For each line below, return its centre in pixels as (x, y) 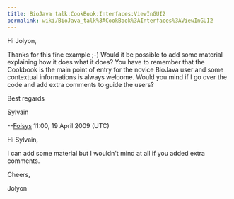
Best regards (26, 98)
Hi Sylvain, (23, 140)
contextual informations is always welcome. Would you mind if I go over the (117, 77)
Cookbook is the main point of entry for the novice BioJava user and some (116, 69)
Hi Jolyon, (22, 40)
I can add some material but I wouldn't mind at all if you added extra (106, 153)
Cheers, (19, 174)
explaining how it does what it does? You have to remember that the (106, 62)
